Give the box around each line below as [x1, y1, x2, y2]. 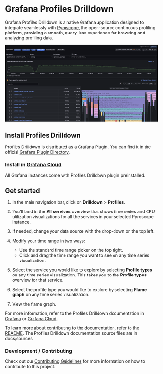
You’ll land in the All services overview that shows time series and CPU [12, 209, 155, 214]
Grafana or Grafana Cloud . [5, 316, 58, 322]
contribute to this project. [5, 364, 56, 370]
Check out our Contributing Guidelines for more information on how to [5, 358, 146, 364]
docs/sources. [5, 336, 34, 341]
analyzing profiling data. [5, 35, 53, 41]
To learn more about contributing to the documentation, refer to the [5, 325, 140, 331]
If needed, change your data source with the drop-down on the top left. [12, 228, 155, 234]
